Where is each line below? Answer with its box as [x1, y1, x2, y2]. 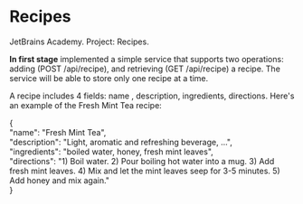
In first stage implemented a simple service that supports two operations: [9, 53, 284, 64]
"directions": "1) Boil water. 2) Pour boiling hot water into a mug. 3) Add [9, 155, 275, 166]
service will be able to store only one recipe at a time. [9, 72, 209, 83]
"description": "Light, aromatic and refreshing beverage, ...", [9, 136, 233, 147]
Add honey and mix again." [9, 174, 110, 186]
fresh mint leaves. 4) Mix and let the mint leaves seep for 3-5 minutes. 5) [9, 165, 280, 176]
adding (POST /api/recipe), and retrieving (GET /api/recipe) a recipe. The [9, 63, 280, 74]
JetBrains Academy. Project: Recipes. [9, 36, 149, 47]
